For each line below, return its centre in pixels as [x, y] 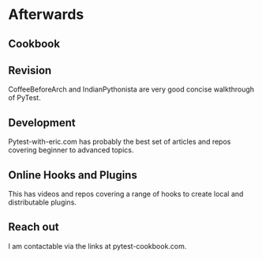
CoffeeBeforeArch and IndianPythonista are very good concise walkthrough [131, 89]
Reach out [34, 227]
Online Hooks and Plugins [73, 175]
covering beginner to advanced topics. [71, 150]
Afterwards [46, 15]
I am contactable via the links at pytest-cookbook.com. [97, 246]
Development [42, 123]
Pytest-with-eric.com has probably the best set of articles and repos [120, 142]
